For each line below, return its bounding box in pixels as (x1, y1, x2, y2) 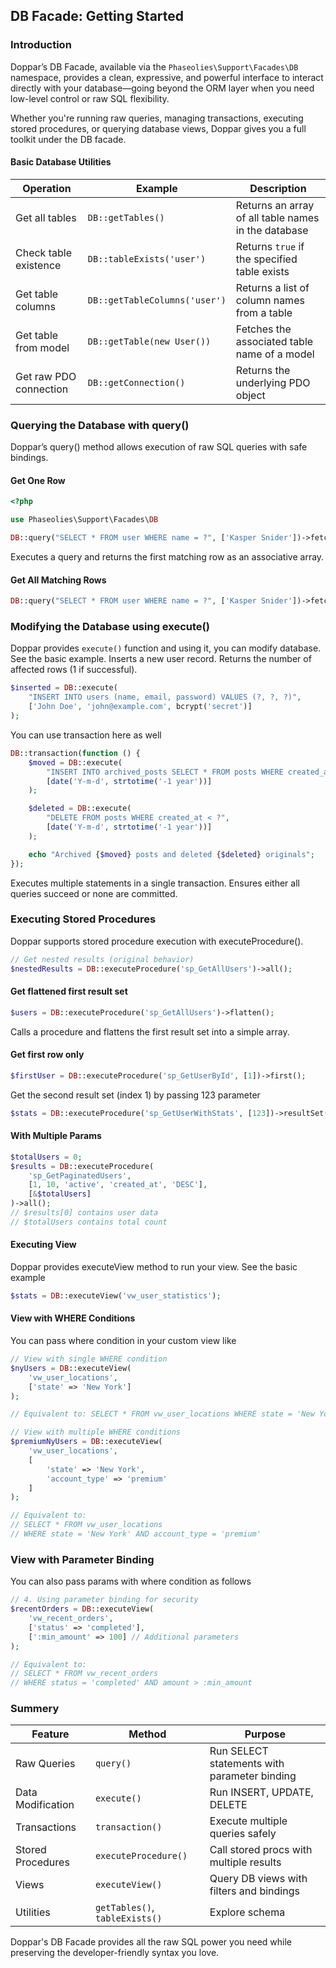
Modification (15, 1798, 75, 1812)
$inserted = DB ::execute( (10, 683, 118, 693)
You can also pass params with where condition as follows (10, 1575, 252, 1588)
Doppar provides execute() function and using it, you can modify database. (10, 642, 322, 654)
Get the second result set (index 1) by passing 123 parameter (10, 1089, 261, 1101)
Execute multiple (209, 1814, 288, 1828)
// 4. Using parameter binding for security (10, 1595, 199, 1605)
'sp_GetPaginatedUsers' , (28, 1170, 132, 1181)
